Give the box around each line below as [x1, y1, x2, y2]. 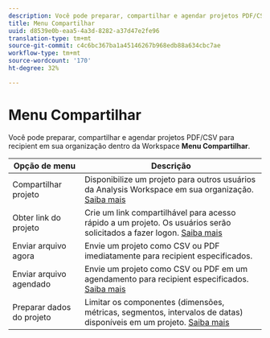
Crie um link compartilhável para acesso [84, 207, 236, 218]
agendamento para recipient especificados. [84, 273, 249, 284]
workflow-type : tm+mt [8, 49, 81, 57]
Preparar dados [12, 301, 72, 312]
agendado [12, 278, 51, 290]
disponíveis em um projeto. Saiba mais [84, 316, 230, 328]
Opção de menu [13, 160, 76, 171]
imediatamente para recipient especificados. [84, 250, 253, 262]
